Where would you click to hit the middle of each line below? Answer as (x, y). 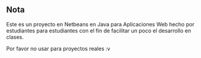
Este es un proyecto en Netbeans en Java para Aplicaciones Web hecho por (100, 24)
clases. (15, 37)
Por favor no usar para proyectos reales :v (58, 48)
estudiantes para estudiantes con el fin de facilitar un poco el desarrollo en (99, 30)
